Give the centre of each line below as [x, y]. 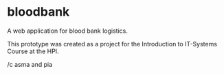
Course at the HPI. [33, 51]
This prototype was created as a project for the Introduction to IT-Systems [112, 44]
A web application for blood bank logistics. [68, 31]
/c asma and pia [30, 64]
